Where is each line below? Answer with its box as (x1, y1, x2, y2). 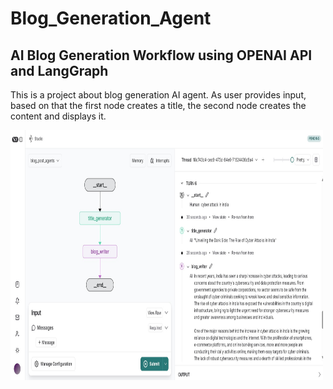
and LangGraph (10, 62, 109, 79)
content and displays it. (10, 110, 107, 122)
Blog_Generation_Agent (10, 7, 212, 30)
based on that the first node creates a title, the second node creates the (10, 100, 307, 111)
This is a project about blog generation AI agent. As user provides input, (10, 89, 307, 101)
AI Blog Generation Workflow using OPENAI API (10, 47, 313, 64)
